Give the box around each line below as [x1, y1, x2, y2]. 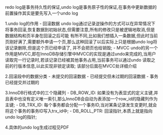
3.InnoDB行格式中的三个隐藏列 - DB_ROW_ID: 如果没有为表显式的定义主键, [5, 90, 154, 96]
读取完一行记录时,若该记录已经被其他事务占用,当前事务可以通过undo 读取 [5, 57, 151, 63]
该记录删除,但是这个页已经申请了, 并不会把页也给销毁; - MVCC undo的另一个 [5, 45, 158, 51]
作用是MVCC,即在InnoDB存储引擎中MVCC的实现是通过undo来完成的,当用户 [5, 51, 157, 57]
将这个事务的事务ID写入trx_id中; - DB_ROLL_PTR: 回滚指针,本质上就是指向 [5, 108, 153, 114]
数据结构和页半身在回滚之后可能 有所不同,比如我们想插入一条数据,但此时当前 [5, 33, 158, 38]
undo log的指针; [5, 114, 37, 120]
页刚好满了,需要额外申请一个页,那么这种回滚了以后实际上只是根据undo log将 [5, 39, 157, 45]
